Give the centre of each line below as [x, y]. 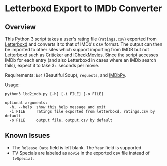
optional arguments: [27, 103]
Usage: [12, 85]
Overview [21, 27]
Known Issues [28, 135]
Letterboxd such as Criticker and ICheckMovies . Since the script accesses [82, 55]
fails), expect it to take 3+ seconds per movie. [52, 66]
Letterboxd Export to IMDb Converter [83, 9]
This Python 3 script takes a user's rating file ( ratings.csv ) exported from [81, 39]
